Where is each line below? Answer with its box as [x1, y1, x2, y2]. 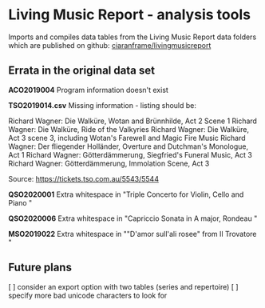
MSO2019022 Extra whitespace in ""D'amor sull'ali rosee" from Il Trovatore [8, 229, 257, 238]
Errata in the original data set [8, 64, 156, 78]
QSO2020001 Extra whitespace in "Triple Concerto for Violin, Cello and [8, 190, 244, 199]
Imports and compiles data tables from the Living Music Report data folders [8, 32, 257, 42]
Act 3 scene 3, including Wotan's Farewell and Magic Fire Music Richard [8, 133, 246, 142]
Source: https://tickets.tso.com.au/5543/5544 [8, 174, 160, 183]
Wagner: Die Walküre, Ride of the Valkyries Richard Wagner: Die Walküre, [8, 124, 250, 134]
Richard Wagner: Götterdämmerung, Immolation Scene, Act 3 [8, 158, 210, 168]
